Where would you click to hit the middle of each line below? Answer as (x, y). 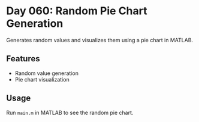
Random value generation (47, 73)
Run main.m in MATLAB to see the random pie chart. (70, 112)
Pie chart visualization (42, 79)
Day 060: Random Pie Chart (77, 11)
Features (23, 59)
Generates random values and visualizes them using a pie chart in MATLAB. (100, 40)
